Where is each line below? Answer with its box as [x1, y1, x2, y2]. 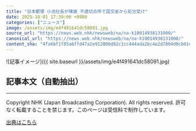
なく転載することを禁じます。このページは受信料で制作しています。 [6, 106, 169, 113]
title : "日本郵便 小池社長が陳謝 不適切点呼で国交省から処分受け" [6, 8, 148, 15]
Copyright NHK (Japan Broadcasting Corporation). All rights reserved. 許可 [6, 99, 186, 106]
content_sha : [6, 42, 38, 47]
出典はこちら [6, 118, 37, 126]
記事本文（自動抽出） [6, 77, 83, 87]
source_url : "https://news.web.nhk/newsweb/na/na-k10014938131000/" [6, 30, 176, 36]
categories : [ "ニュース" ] [6, 19, 65, 25]
